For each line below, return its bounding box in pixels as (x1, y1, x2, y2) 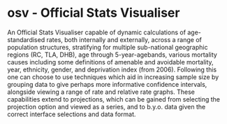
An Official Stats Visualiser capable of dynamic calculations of (7, 28, 186, 36)
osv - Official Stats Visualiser (7, 5, 180, 21)
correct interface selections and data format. (7, 110, 136, 118)
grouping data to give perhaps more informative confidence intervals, (7, 80, 207, 88)
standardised (7, 35, 45, 43)
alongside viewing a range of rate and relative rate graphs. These (7, 88, 196, 96)
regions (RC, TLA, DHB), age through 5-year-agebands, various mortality (7, 50, 218, 59)
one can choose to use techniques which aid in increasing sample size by (7, 72, 219, 81)
